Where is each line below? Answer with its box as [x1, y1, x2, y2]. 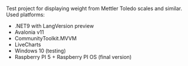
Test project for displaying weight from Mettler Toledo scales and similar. [6, 5, 182, 12]
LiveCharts [14, 41, 41, 48]
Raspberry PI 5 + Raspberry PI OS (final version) [14, 54, 132, 60]
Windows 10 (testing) [14, 47, 66, 54]
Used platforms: [6, 11, 45, 18]
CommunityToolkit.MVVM [14, 35, 77, 41]
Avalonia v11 [14, 29, 44, 36]
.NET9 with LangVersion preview [14, 23, 94, 29]
